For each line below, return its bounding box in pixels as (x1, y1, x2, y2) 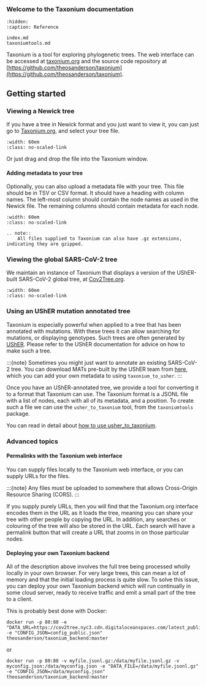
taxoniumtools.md (6, 40, 51, 47)
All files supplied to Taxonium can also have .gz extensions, (17, 235, 183, 242)
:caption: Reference (6, 24, 59, 31)
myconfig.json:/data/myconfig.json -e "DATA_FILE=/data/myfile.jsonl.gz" (6, 663, 199, 669)
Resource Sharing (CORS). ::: (6, 490, 80, 498)
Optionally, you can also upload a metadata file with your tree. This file (6, 183, 185, 190)
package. (6, 410, 30, 417)
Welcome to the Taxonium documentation (6, 5, 134, 13)
